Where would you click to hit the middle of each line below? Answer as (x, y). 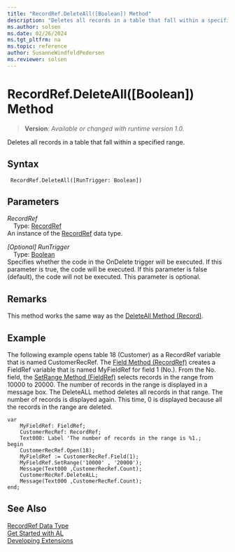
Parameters (33, 202)
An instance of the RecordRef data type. (65, 234)
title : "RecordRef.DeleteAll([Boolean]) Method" (79, 14)
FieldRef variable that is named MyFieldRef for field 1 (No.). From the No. (112, 370)
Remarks (27, 299)
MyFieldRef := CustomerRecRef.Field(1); (79, 457)
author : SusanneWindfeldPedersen (56, 53)
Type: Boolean (34, 255)
